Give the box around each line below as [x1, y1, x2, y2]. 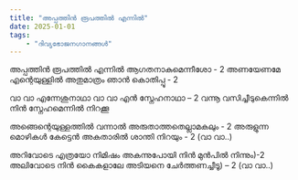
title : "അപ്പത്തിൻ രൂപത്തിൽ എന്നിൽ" [9, 13, 149, 23]
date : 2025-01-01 [9, 22, 76, 31]
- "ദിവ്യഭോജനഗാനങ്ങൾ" [26, 38, 112, 48]
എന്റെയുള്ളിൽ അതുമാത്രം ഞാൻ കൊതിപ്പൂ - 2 [9, 74, 178, 85]
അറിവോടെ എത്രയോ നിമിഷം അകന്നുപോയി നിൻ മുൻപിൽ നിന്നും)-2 [9, 150, 265, 161]
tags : [9, 30, 30, 39]
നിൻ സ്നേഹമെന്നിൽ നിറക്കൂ [9, 102, 110, 114]
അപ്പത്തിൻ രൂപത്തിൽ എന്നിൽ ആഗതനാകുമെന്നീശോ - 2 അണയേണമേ [9, 64, 282, 75]
